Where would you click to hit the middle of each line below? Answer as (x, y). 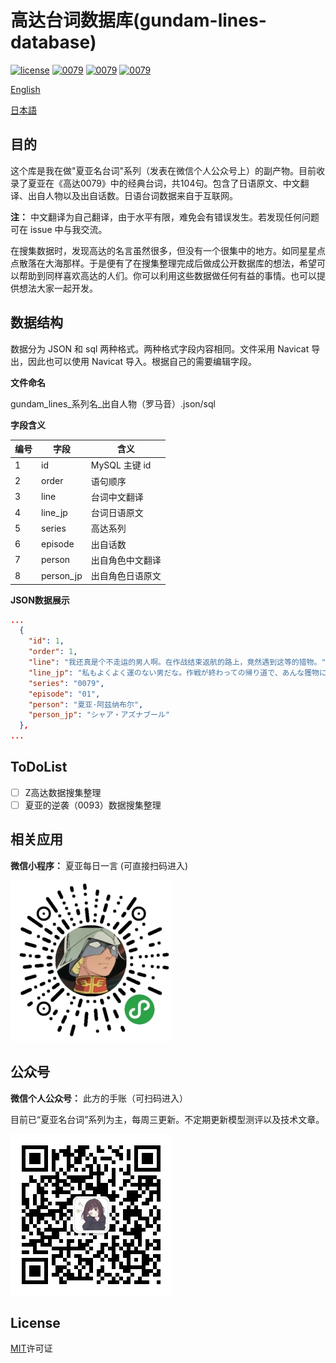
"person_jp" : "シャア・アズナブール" (99, 715)
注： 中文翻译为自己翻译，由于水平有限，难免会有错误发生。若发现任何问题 (165, 217)
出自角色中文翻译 (126, 560)
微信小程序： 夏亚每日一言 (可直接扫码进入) (99, 865)
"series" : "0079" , (66, 683)
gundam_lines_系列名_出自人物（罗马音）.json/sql (113, 403)
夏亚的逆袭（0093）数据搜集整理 (93, 805)
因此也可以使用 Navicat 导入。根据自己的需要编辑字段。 (142, 361)
